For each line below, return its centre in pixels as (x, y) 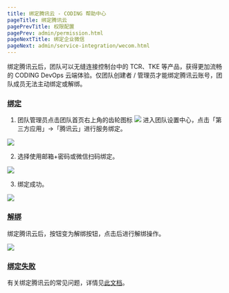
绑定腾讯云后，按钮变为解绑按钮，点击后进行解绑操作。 (86, 233)
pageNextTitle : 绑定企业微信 (46, 40)
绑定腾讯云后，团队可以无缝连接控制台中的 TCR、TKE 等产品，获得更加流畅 (115, 66)
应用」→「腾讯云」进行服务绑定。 (78, 128)
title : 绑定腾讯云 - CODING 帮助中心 (57, 14)
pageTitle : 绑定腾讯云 (37, 20)
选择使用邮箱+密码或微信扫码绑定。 (68, 156)
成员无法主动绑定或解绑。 (49, 84)
